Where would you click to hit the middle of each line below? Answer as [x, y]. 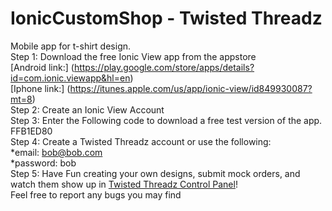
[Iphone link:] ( [40, 88]
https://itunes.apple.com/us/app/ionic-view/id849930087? [191, 88]
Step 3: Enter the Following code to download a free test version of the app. [166, 120]
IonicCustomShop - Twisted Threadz [166, 18]
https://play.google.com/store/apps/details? [164, 67]
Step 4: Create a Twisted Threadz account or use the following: [141, 141]
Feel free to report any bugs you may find [96, 194]
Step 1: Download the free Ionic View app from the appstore [133, 56]
